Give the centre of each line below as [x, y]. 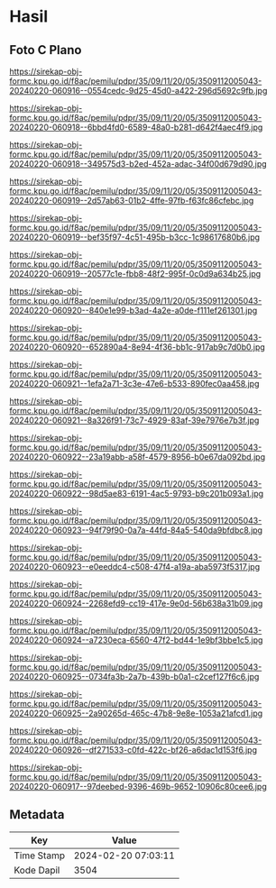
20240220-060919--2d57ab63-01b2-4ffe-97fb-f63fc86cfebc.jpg [132, 201]
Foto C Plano [46, 50]
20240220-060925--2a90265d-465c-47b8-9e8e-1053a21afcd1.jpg [136, 713]
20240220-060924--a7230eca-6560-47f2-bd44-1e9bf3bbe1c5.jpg [136, 640]
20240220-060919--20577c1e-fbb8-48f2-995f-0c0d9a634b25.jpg [135, 274]
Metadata [37, 815]
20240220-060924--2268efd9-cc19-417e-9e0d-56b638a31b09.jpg [136, 603]
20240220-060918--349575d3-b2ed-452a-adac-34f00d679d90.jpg [138, 164]
